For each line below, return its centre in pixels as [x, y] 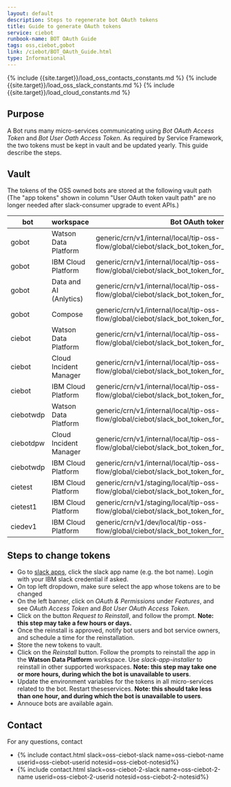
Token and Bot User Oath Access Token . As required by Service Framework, [115, 137]
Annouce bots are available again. [65, 703]
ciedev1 [24, 526]
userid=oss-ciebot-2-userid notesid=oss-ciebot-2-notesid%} [122, 777]
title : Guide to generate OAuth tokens [64, 26]
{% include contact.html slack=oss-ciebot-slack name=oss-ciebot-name [120, 755]
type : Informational [37, 58]
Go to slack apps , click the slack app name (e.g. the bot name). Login [115, 572]
